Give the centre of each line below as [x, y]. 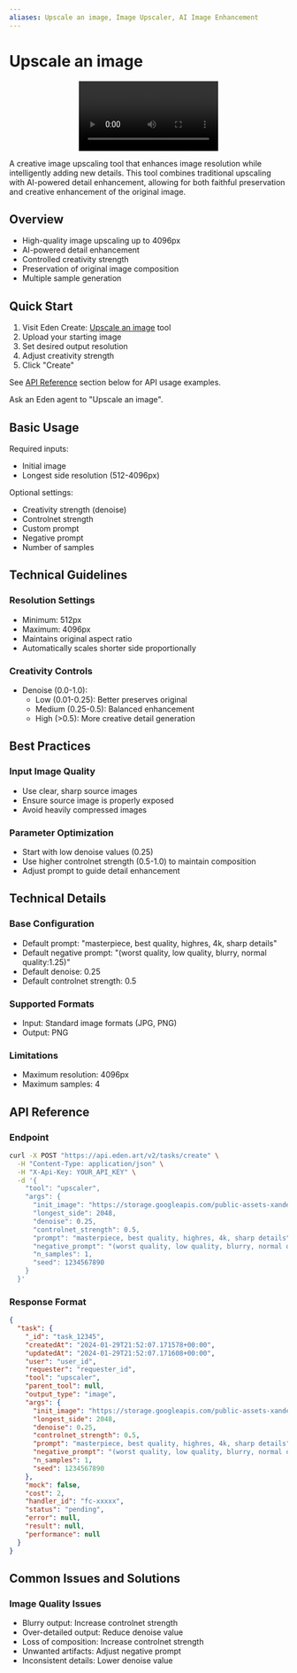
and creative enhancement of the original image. [98, 191]
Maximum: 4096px [56, 629]
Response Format [48, 1302]
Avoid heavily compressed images [84, 809]
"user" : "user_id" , [61, 1361]
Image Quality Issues [55, 1603]
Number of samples [58, 547]
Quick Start [41, 306]
